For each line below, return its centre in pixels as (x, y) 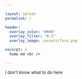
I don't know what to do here (34, 72)
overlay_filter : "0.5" (32, 36)
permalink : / (18, 18)
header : (13, 27)
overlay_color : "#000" (32, 32)
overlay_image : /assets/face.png (43, 41)
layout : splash (20, 14)
